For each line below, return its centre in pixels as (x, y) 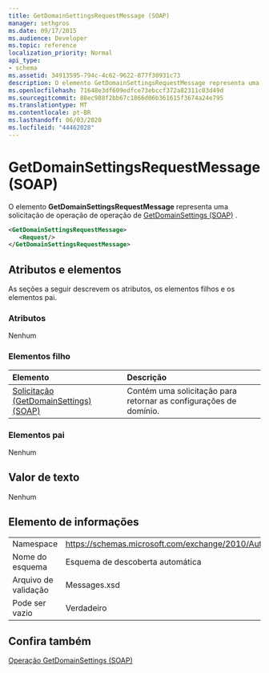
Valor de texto (44, 478)
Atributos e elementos (65, 270)
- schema (23, 68)
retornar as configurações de (182, 400)
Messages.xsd (92, 585)
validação (31, 590)
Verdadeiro (86, 608)
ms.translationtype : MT (48, 105)
